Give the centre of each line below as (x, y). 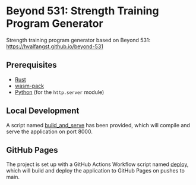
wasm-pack (29, 86)
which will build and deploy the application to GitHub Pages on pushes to (96, 171)
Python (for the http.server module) (59, 92)
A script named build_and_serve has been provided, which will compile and (98, 125)
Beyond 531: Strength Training (83, 11)
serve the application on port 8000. (50, 131)
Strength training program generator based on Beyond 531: (78, 40)
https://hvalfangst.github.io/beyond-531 (55, 46)
